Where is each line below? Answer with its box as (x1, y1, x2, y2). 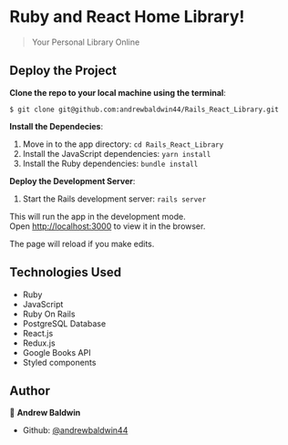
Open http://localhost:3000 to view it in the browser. (9, 221, 206, 232)
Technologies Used (9, 264, 121, 280)
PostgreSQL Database (22, 317, 107, 329)
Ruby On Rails (22, 308, 76, 319)
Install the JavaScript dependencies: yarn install (22, 148, 211, 159)
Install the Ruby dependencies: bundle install (22, 158, 199, 169)
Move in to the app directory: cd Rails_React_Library (22, 139, 224, 150)
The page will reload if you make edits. (9, 238, 155, 249)
